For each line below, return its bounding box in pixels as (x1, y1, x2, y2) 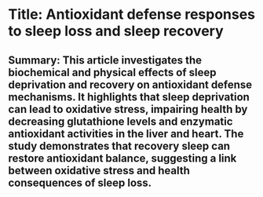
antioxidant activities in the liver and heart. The (8, 127, 244, 140)
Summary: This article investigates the (8, 53, 203, 67)
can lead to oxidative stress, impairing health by (8, 102, 248, 115)
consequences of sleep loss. (8, 176, 152, 189)
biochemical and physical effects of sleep (8, 65, 217, 79)
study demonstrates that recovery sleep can (8, 139, 230, 152)
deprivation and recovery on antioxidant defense (8, 78, 253, 91)
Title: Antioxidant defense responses (8, 5, 256, 24)
